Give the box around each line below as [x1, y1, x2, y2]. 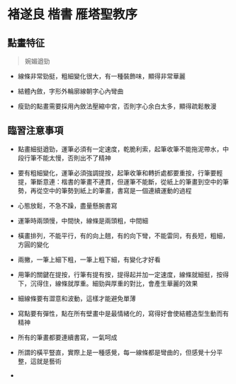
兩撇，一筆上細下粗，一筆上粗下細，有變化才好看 [17, 255, 161, 264]
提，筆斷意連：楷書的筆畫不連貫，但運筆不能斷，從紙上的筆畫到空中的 [17, 178, 223, 186]
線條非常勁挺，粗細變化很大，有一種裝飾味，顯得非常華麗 [17, 72, 186, 80]
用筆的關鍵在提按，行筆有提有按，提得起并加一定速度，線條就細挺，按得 [17, 270, 229, 279]
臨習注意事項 [7, 124, 64, 136]
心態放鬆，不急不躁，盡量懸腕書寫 [17, 201, 118, 209]
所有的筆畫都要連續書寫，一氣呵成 [17, 333, 118, 342]
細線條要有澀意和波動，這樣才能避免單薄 [17, 294, 136, 303]
